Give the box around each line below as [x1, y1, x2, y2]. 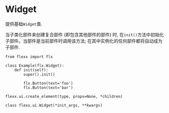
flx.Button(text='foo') [23, 81, 73, 86]
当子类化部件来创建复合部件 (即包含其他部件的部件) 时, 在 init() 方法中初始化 [5, 31, 164, 37]
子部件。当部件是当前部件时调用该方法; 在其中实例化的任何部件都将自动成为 [5, 38, 163, 44]
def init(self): [14, 67, 49, 73]
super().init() [23, 72, 55, 77]
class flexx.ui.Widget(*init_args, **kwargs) [5, 102, 102, 108]
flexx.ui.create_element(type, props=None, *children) [5, 94, 123, 99]
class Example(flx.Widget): [5, 63, 65, 68]
